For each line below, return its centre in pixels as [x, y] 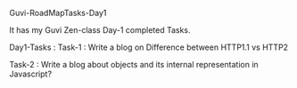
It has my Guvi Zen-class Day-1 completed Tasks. [100, 30]
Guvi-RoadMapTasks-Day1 [58, 13]
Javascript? [30, 74]
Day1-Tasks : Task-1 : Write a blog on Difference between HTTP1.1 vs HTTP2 [148, 47]
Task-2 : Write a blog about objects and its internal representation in [134, 64]
